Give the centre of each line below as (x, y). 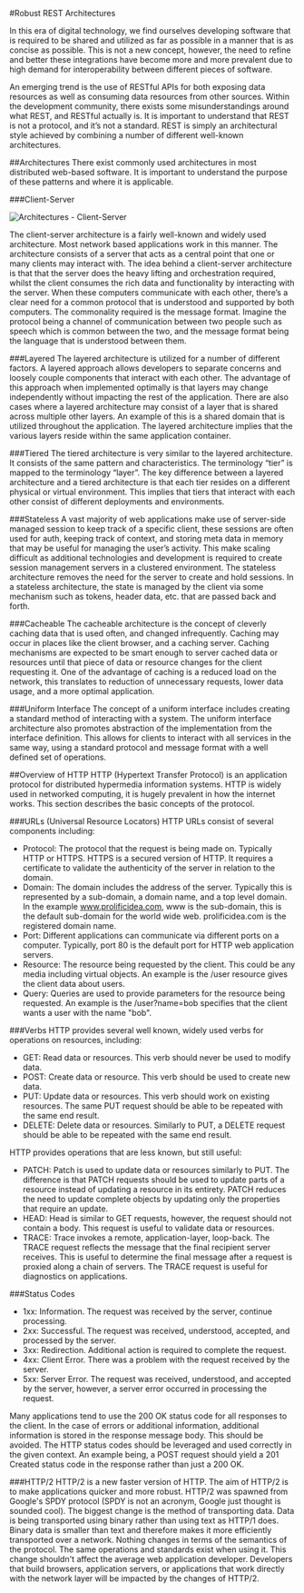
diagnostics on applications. (75, 1276)
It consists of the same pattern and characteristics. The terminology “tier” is (151, 463)
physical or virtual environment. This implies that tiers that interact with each (152, 492)
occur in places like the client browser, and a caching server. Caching (139, 643)
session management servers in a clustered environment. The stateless (143, 568)
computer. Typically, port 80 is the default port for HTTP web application (158, 945)
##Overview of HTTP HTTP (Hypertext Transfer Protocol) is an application (148, 775)
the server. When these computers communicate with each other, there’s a (149, 293)
